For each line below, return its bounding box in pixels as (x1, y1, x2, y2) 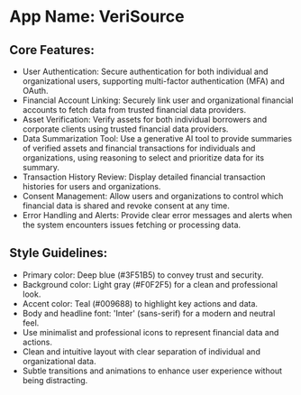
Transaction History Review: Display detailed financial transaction (22, 171, 266, 182)
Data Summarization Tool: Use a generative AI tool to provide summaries (22, 133, 293, 143)
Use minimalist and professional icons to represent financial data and (22, 326, 279, 337)
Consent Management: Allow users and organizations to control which (22, 191, 284, 201)
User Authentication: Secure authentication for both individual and (22, 66, 269, 77)
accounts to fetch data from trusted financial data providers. (22, 105, 246, 115)
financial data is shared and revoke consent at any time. (22, 200, 230, 211)
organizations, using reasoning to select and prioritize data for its (22, 152, 264, 163)
